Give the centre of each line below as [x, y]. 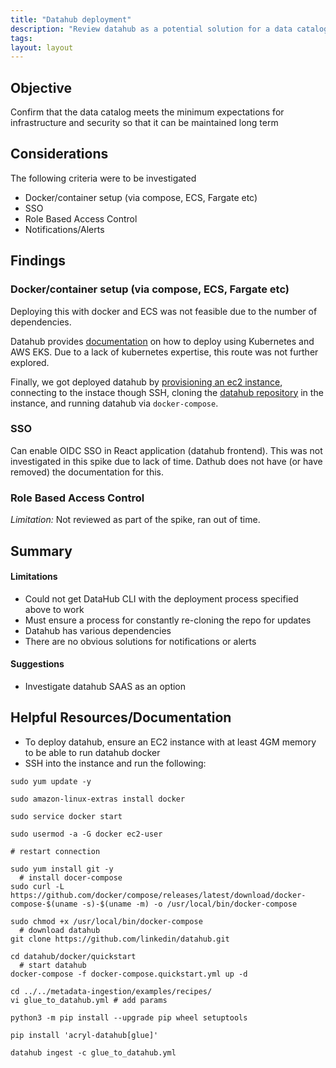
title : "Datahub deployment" [71, 19]
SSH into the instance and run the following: [115, 763]
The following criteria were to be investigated [103, 178]
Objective [41, 87]
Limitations [34, 577]
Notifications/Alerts [64, 229]
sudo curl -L [37, 886]
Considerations [59, 154]
